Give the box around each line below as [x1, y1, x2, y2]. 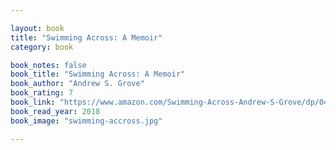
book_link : [10, 97, 56, 107]
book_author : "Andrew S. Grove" [10, 79, 145, 89]
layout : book [10, 23, 65, 33]
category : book [10, 42, 74, 52]
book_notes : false [10, 60, 87, 70]
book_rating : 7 [10, 88, 74, 98]
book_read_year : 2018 [10, 106, 101, 116]
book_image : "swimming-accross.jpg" [10, 116, 163, 126]
